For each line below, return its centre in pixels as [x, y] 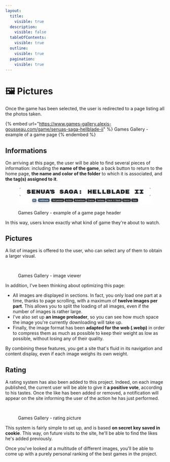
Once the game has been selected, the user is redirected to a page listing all [85, 109]
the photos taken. [24, 114]
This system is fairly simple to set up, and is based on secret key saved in [83, 428]
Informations [26, 151]
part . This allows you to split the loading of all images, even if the [81, 306]
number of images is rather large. [47, 312]
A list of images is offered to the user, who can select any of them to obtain [84, 251]
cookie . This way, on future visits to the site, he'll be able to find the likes [81, 433]
